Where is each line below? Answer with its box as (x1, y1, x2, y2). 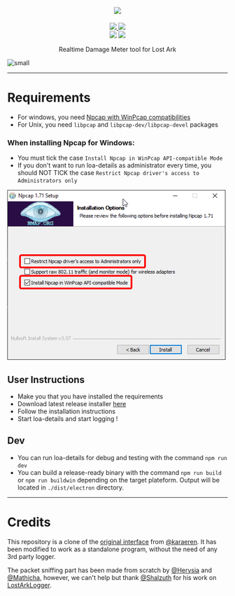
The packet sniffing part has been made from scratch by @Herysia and (7, 566, 212, 574)
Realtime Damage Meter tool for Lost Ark (58, 46, 177, 53)
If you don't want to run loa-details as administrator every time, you (17, 161, 212, 169)
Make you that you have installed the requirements (17, 392, 164, 401)
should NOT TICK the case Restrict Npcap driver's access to (17, 169, 199, 177)
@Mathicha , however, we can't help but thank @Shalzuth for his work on (7, 573, 217, 581)
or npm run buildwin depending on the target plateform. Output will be (17, 476, 220, 484)
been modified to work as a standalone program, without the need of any (7, 545, 218, 553)
